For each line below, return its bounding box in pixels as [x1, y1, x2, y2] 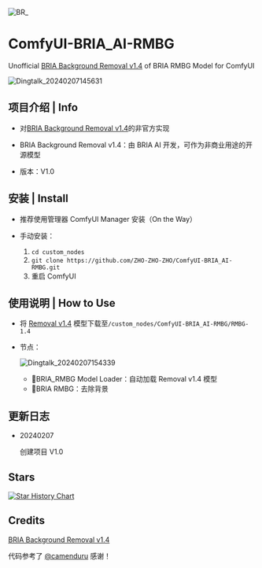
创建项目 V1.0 [19, 447, 64, 456]
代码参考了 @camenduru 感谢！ [8, 551, 112, 560]
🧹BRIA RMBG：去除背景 [31, 384, 109, 393]
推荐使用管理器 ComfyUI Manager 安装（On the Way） [19, 214, 197, 223]
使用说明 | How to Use [8, 296, 116, 310]
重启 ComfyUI [31, 271, 76, 281]
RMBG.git [31, 264, 61, 271]
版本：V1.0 [19, 166, 55, 176]
